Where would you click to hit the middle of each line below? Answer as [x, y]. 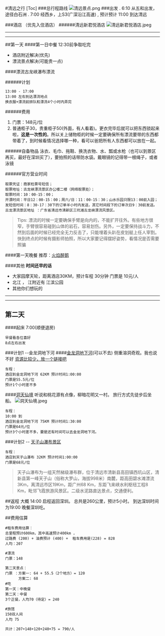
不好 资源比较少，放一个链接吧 [36, 359]
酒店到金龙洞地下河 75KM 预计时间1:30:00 [43, 421]
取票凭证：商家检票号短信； [29, 184]
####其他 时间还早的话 [28, 266]
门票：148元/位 [27, 122]
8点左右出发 [15, 343]
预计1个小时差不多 [21, 385]
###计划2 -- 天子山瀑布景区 [33, 441]
